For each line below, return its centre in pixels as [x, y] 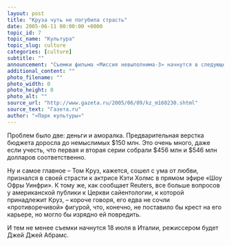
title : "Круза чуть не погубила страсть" [67, 20]
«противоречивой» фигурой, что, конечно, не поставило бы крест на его [114, 207]
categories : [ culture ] [40, 52]
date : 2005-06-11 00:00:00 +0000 [55, 26]
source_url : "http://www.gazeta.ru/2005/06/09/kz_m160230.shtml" [102, 103]
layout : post [26, 13]
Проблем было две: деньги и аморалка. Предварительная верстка [106, 135]
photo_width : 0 [29, 84]
